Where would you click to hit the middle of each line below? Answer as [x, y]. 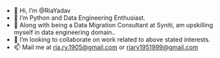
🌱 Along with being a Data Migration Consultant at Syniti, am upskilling [113, 25]
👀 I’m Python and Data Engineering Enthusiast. [79, 18]
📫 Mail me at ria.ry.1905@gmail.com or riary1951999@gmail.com [106, 47]
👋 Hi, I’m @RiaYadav [42, 11]
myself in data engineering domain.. [64, 32]
